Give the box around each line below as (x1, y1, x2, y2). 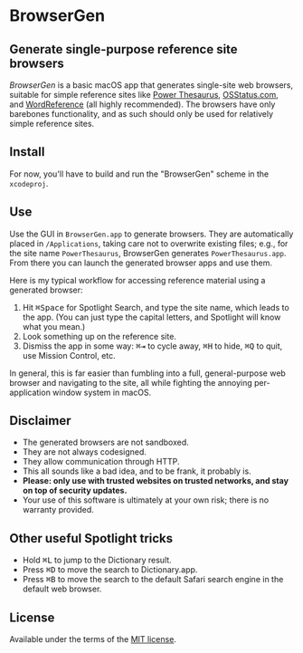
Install (9, 144, 45, 159)
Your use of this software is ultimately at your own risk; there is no (22, 495, 270, 505)
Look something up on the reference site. (22, 331, 176, 341)
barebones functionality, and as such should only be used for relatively (9, 109, 274, 119)
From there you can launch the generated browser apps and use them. (9, 257, 273, 268)
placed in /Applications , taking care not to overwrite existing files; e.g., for (9, 237, 289, 249)
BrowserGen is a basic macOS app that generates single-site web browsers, (9, 80, 294, 91)
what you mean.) (22, 321, 86, 331)
